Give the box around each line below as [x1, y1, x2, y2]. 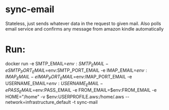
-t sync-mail [72, 99, 98, 105]
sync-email [5, 4, 55, 15]
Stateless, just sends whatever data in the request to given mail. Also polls [5, 20, 161, 26]
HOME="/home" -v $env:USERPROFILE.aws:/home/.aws [5, 93, 124, 100]
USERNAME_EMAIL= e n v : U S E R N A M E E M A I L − [5, 80, 103, 88]
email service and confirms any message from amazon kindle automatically [5, 25, 164, 32]
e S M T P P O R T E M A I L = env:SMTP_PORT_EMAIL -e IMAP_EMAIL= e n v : [5, 67, 147, 74]
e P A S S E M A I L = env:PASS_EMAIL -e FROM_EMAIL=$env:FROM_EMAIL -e [5, 87, 157, 94]
